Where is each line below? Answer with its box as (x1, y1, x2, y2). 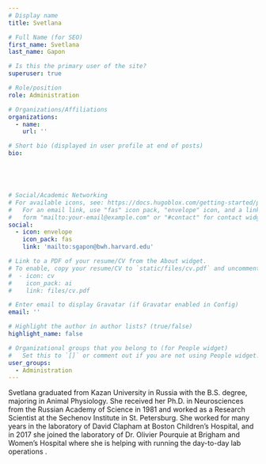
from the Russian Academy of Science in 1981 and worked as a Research (8, 405, 245, 414)
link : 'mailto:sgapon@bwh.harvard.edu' (22, 243, 154, 251)
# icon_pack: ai (8, 279, 73, 287)
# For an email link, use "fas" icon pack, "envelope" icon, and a (8, 206, 243, 214)
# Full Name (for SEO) (8, 33, 83, 41)
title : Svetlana (8, 19, 62, 27)
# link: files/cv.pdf (8, 287, 90, 295)
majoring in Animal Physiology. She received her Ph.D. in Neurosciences (8, 397, 244, 406)
